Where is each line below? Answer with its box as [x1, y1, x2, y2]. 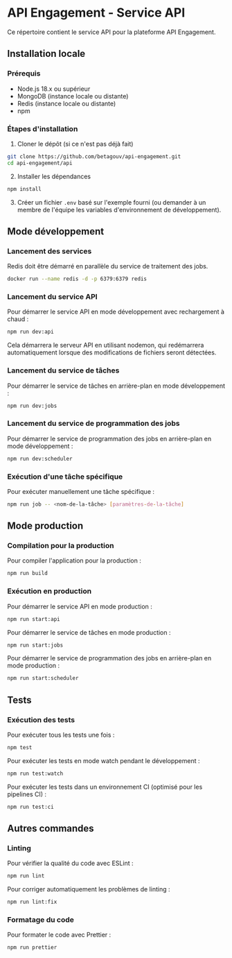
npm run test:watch [7, 770, 64, 777]
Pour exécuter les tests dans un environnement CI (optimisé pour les [7, 782, 203, 791]
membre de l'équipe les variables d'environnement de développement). [17, 205, 222, 214]
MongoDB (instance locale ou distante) [17, 92, 129, 100]
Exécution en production [7, 586, 92, 596]
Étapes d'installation [7, 123, 78, 133]
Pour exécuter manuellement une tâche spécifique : [7, 487, 154, 495]
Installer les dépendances [17, 172, 91, 180]
